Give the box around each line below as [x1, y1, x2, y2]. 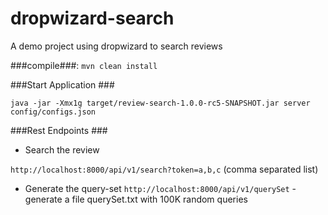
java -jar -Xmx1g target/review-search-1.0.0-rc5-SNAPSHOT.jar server [10, 98, 311, 108]
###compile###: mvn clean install [10, 59, 158, 71]
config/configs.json [10, 107, 97, 117]
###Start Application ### [10, 78, 115, 91]
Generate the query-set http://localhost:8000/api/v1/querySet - [24, 182, 297, 194]
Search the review [24, 143, 100, 156]
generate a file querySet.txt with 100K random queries [24, 193, 248, 205]
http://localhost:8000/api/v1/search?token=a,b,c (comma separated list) [10, 163, 319, 175]
